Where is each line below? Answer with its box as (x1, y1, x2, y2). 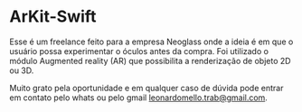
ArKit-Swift (9, 6, 97, 27)
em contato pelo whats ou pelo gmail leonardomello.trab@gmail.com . (9, 92, 269, 103)
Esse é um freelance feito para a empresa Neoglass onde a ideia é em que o (9, 36, 294, 47)
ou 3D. (9, 65, 34, 76)
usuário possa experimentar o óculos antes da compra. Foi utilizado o (9, 45, 269, 56)
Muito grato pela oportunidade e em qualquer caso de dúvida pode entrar (9, 82, 284, 93)
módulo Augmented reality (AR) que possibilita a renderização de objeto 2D (9, 55, 291, 66)
